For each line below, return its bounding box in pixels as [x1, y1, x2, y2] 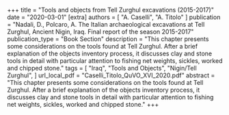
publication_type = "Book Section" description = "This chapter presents [7, 35, 209, 43]
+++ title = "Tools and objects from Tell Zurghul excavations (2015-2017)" [7, 6, 214, 14]
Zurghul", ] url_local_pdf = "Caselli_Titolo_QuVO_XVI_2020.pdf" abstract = [7, 71, 215, 79]
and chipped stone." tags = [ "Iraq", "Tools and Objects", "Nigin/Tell [7, 64, 197, 72]
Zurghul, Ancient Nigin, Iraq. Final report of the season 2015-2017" [7, 27, 194, 36]
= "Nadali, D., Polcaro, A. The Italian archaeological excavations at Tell [7, 21, 205, 28]
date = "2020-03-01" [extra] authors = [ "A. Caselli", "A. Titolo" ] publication [7, 13, 221, 21]
